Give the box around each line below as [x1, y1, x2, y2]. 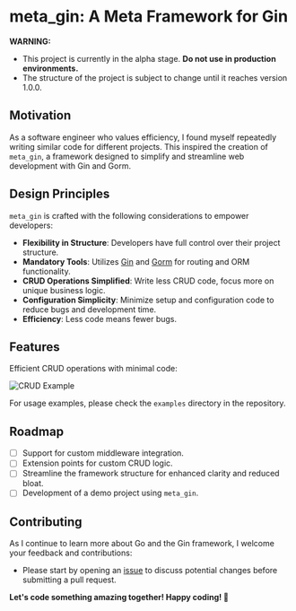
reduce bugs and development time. [22, 303, 157, 315]
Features [9, 339, 60, 354]
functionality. [22, 266, 71, 276]
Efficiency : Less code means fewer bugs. [22, 313, 178, 324]
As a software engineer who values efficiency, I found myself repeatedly [9, 132, 277, 143]
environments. [22, 63, 79, 74]
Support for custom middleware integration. [22, 448, 184, 458]
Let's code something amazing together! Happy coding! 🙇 [9, 592, 229, 603]
